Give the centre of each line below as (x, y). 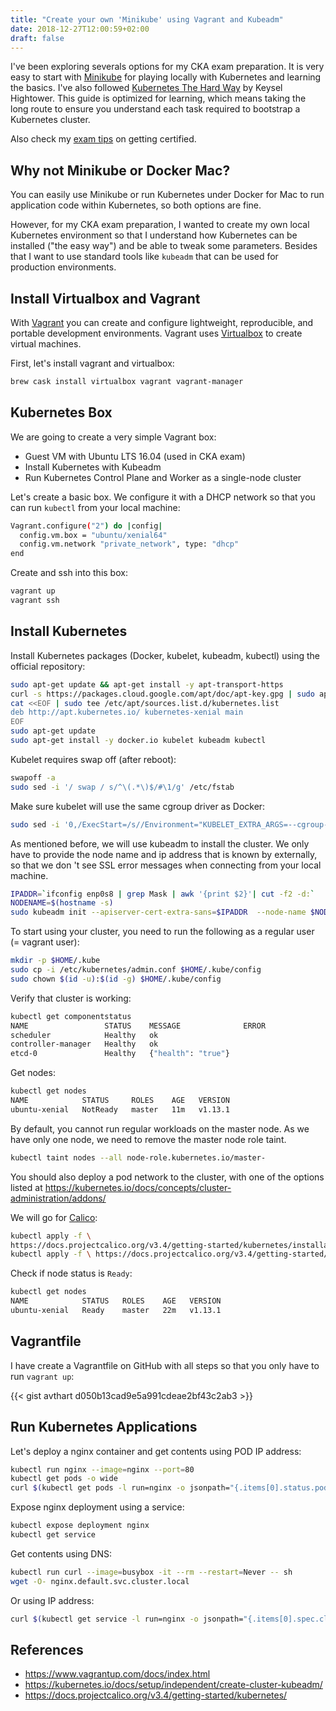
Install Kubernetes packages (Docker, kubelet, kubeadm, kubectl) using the (165, 655)
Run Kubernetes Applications (104, 1427)
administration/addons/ (58, 1198)
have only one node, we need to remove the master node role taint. (148, 1139)
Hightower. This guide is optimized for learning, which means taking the (158, 98)
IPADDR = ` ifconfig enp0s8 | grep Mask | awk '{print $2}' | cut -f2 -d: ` (163, 894)
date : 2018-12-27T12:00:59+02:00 (80, 29)
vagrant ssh (35, 601)
